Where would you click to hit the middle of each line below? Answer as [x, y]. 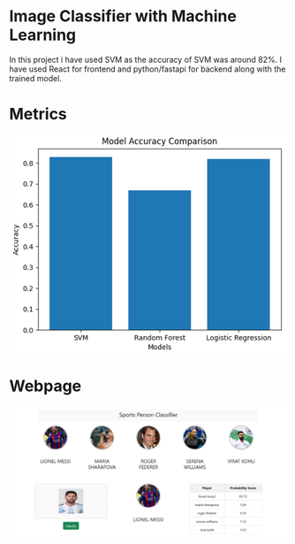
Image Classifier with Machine [123, 16]
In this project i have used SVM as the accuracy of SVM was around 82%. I [146, 59]
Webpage [45, 386]
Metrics [38, 115]
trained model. [35, 78]
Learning [43, 35]
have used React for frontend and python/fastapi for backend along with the [147, 69]
